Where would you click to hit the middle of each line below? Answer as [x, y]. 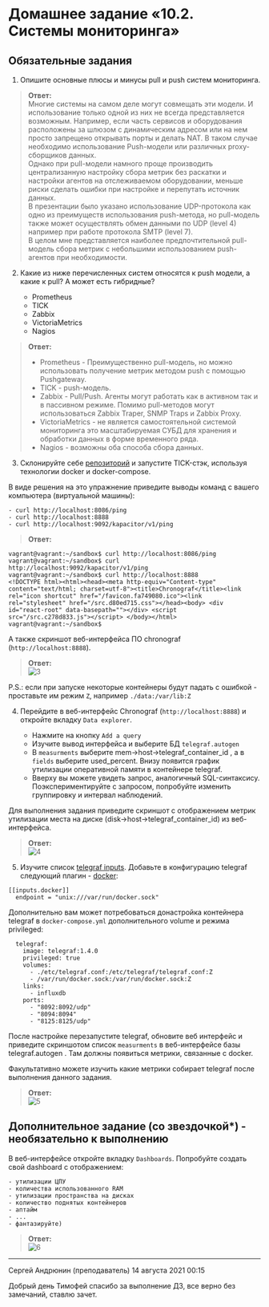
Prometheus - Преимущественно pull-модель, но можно [136, 362]
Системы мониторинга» [94, 31]
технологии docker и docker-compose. [85, 471]
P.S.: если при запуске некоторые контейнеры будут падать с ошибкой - [133, 687]
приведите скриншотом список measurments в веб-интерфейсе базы [124, 1045]
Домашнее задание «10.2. [101, 14]
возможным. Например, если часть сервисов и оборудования [135, 121]
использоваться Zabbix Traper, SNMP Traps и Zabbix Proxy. [141, 413]
